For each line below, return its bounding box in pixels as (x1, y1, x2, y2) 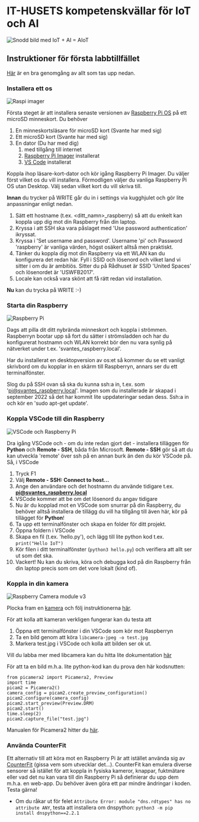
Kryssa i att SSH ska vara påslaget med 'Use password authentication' (15, 224, 188, 232)
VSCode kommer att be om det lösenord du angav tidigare (15, 495, 158, 502)
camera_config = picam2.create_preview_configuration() (7, 690, 147, 696)
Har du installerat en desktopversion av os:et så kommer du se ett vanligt (7, 357, 185, 364)
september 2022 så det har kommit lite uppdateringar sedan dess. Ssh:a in (7, 393, 189, 401)
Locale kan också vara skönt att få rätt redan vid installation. (15, 275, 162, 283)
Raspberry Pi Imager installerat (24, 153, 100, 160)
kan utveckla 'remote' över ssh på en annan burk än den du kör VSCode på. (7, 452, 192, 459)
